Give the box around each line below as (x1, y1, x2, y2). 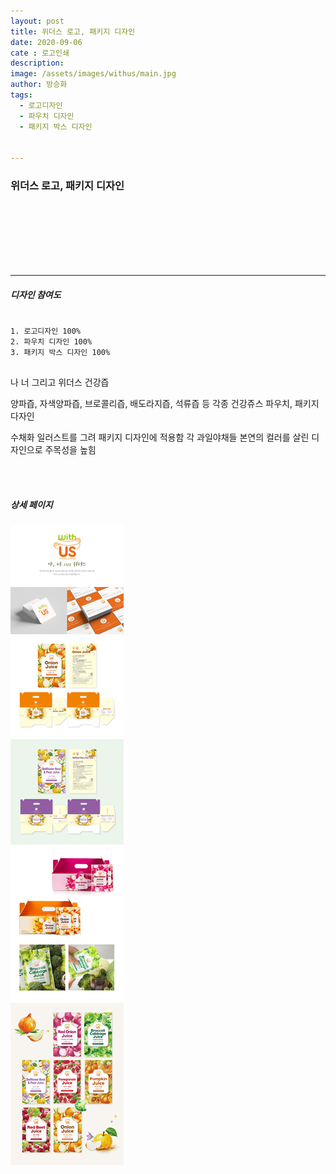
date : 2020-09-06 (10, 37, 83, 47)
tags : (10, 90, 33, 100)
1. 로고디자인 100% (10, 326, 81, 337)
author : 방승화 (10, 80, 68, 90)
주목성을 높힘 (44, 444, 97, 456)
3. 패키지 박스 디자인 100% (10, 348, 111, 358)
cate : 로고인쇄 (10, 48, 70, 58)
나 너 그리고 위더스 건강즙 (10, 376, 110, 389)
